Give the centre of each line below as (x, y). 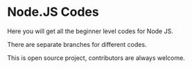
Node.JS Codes (53, 12)
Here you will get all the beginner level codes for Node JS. (90, 31)
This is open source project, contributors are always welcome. (96, 58)
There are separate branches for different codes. (77, 44)
